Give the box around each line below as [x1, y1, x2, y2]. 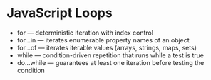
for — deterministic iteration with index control [16, 28, 154, 37]
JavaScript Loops [6, 5, 113, 21]
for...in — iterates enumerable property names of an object [16, 35, 190, 44]
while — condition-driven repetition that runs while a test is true [16, 51, 205, 59]
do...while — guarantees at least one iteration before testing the [16, 58, 205, 67]
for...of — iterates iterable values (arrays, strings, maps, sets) [16, 43, 197, 52]
